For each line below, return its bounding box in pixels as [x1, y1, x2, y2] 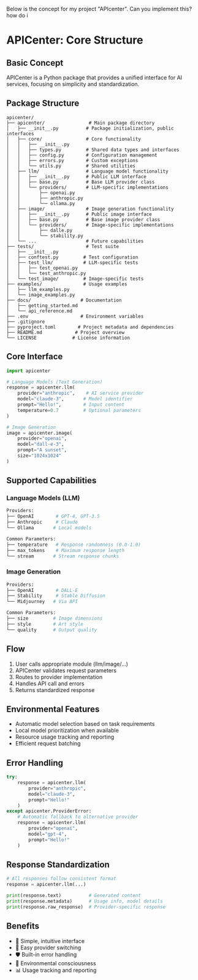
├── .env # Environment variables [6, 313, 144, 319]
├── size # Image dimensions [6, 615, 103, 622]
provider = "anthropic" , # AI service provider [17, 390, 144, 397]
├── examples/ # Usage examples [6, 281, 128, 287]
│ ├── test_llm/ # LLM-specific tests [6, 259, 139, 266]
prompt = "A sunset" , [17, 447, 67, 453]
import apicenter [6, 368, 51, 374]
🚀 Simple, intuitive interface [15, 937, 85, 944]
